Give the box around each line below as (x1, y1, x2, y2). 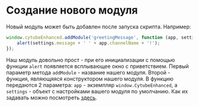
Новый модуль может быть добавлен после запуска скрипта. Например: (6, 23, 191, 30)
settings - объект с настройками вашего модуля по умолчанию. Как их (6, 87, 188, 95)
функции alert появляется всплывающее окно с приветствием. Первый (6, 63, 190, 70)
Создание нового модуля (6, 4, 138, 17)
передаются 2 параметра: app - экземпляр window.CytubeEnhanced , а (6, 81, 178, 89)
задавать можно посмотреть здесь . (6, 94, 98, 101)
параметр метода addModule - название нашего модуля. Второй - (6, 69, 171, 76)
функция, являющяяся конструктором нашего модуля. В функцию (6, 75, 174, 82)
